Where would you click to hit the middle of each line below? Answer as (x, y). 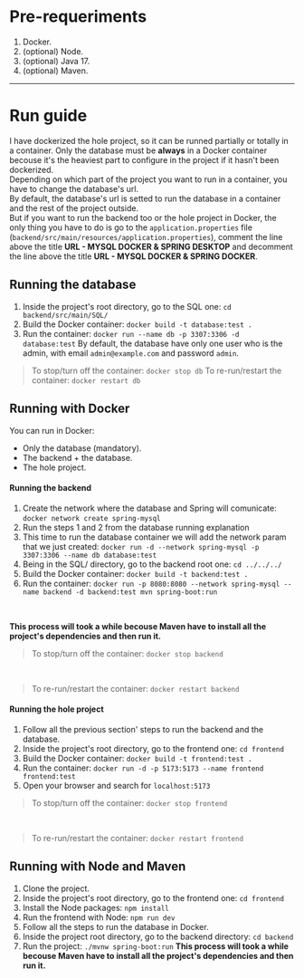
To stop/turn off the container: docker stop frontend (129, 802)
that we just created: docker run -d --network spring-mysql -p (141, 546)
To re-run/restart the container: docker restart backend (135, 688)
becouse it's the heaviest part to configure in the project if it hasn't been (144, 159)
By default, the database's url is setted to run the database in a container (145, 198)
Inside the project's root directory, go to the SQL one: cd (127, 306)
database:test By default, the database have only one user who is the (152, 343)
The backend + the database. (77, 457)
